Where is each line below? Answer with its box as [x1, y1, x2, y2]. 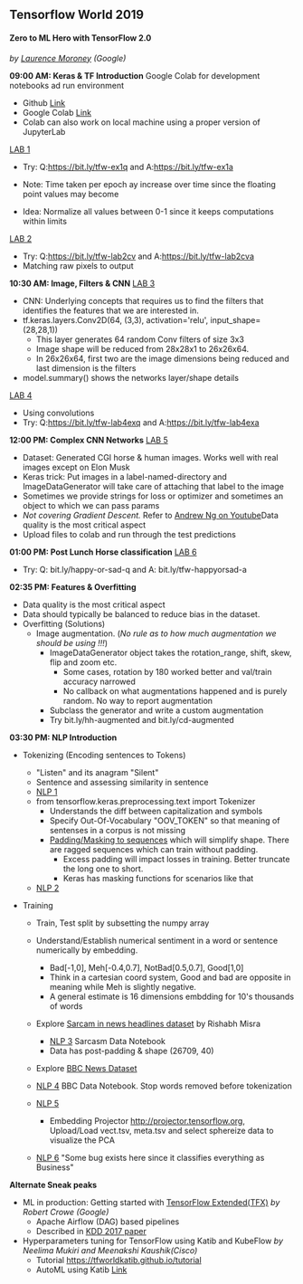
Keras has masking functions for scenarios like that [62, 872, 254, 883]
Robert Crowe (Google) [22, 1206, 109, 1217]
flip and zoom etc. [49, 656, 118, 668]
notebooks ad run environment [9, 80, 125, 90]
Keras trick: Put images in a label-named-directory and [22, 471, 228, 482]
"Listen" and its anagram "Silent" [35, 766, 159, 777]
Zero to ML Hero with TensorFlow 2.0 [9, 32, 152, 43]
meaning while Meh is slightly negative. [49, 981, 197, 992]
